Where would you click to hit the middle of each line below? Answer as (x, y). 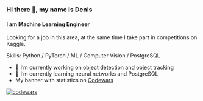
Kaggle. (16, 44)
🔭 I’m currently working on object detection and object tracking (94, 67)
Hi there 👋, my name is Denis (49, 10)
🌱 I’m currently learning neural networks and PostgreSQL (87, 74)
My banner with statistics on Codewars (64, 80)
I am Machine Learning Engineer (48, 24)
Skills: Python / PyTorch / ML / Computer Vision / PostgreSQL (83, 56)
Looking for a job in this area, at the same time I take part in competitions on (102, 37)
